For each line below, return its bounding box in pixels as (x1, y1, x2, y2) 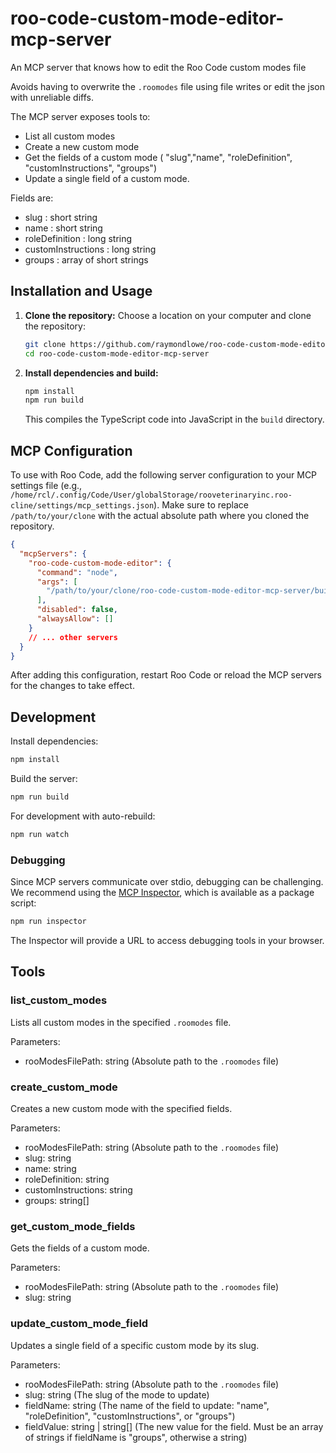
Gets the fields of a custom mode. (10, 1242, 150, 1254)
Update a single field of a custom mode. (24, 172, 190, 184)
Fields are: (10, 192, 54, 204)
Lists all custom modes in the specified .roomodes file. (10, 1016, 232, 1028)
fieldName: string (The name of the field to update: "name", (24, 1399, 270, 1411)
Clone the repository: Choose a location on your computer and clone (24, 309, 312, 321)
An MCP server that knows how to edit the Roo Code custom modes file (10, 61, 307, 73)
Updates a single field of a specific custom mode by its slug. (10, 1339, 260, 1351)
